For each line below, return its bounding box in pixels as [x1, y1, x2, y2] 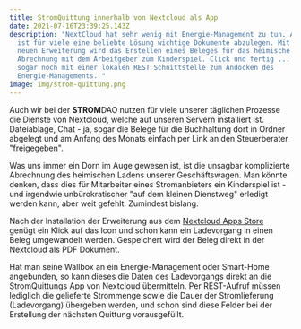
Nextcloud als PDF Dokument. [9, 244, 120, 255]
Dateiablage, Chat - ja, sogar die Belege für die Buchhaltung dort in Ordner [9, 123, 286, 134]
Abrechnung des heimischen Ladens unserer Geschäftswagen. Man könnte [9, 169, 288, 180]
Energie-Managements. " [17, 72, 106, 81]
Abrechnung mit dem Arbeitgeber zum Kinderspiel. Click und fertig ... [17, 55, 291, 64]
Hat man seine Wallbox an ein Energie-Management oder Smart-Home [9, 261, 271, 272]
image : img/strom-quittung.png [9, 80, 126, 89]
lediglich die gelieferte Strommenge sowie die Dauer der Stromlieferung [9, 290, 275, 300]
